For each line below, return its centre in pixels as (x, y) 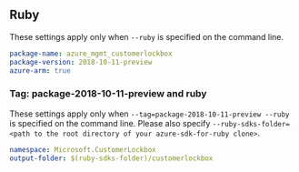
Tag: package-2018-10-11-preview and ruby (108, 94)
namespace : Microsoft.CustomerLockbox (83, 149)
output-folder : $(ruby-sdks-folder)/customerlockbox (111, 158)
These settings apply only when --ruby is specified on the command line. (147, 36)
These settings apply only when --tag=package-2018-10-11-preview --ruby (149, 114)
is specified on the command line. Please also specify (110, 123)
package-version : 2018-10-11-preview (81, 62)
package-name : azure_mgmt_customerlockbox (91, 54)
